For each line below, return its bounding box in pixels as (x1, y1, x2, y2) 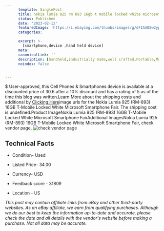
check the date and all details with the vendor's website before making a (5, 215, 152, 221)
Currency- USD (12, 171, 43, 177)
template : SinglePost (18, 7, 62, 12)
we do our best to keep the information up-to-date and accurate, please (5, 210, 151, 215)
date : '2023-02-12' (18, 21, 58, 26)
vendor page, (5, 125, 32, 131)
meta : (18, 47, 29, 53)
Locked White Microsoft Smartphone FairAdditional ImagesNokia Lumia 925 (5, 115, 158, 121)
